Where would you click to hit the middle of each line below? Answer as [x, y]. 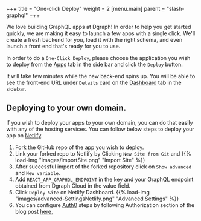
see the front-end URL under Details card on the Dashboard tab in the [94, 82]
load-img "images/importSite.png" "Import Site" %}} [80, 160]
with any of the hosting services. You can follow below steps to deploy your [100, 129]
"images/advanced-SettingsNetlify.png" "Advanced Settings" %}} [97, 199]
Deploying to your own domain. [66, 108]
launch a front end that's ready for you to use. [63, 46]
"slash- [175, 9]
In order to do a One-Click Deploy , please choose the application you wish [98, 58]
